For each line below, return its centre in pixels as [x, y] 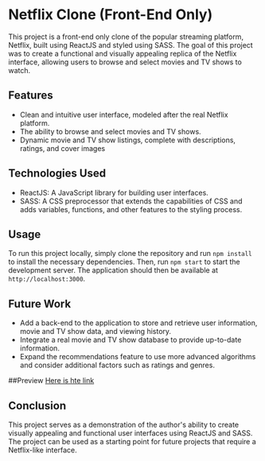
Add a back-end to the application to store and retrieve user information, [138, 323]
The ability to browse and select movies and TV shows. [110, 131]
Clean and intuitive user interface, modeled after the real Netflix [124, 114]
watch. [19, 70]
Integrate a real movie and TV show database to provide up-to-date [131, 340]
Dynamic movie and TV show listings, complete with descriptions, [128, 140]
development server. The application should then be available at [113, 270]
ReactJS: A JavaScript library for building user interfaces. [114, 192]
